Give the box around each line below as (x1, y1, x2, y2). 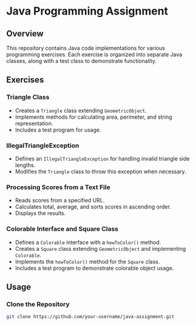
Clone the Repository (6, 300, 70, 308)
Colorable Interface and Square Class (6, 225, 119, 233)
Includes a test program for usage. (15, 126, 102, 133)
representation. (15, 119, 53, 127)
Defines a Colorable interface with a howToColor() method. (15, 238, 162, 246)
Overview (6, 28, 44, 39)
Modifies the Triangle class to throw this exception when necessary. (15, 168, 186, 175)
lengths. (15, 161, 36, 168)
